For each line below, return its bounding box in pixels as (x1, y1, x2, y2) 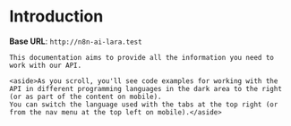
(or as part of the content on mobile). (9, 92, 163, 101)
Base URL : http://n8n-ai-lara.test (9, 36, 142, 46)
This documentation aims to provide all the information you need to (9, 53, 275, 62)
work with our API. (9, 61, 82, 70)
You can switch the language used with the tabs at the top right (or (9, 100, 278, 109)
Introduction (9, 6, 104, 27)
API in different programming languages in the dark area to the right (9, 84, 282, 93)
